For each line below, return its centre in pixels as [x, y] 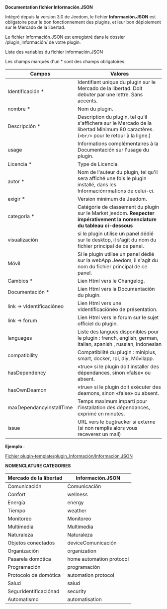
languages [20, 338]
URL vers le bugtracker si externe [117, 422]
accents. [88, 101]
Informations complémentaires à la [118, 144]
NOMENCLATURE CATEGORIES [38, 466]
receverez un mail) [99, 434]
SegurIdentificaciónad [34, 591]
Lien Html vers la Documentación [116, 289]
